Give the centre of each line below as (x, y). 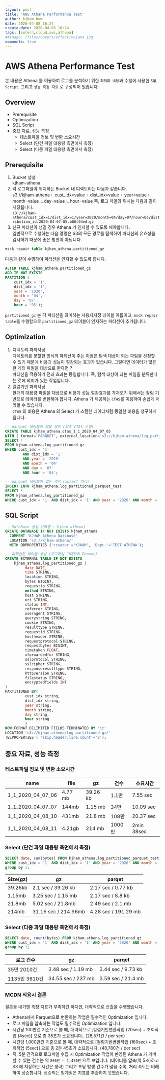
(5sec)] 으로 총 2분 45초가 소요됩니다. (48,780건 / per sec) (83, 1048)
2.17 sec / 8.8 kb (110, 896)
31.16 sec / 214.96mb (59, 912)
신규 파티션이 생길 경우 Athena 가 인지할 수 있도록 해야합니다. (71, 227)
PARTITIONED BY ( (22, 692)
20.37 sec (144, 816)
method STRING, (40, 591)
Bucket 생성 (24, 178)
